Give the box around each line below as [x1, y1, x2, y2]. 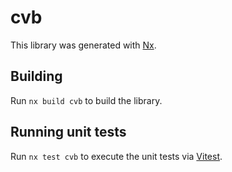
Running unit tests [10, 124, 127, 141]
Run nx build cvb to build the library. [10, 94, 163, 106]
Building [10, 68, 63, 85]
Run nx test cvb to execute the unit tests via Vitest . [10, 150, 223, 162]
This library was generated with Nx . [10, 39, 157, 51]
